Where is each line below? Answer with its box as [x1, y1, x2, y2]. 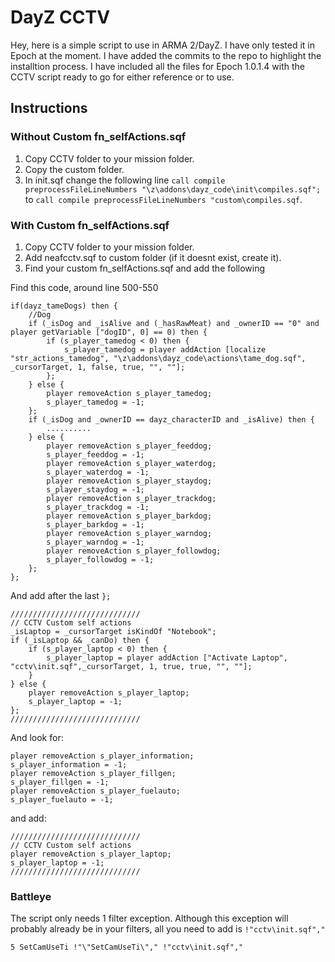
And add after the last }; [10, 589, 112, 601]
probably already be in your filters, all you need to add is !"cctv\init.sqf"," [10, 923, 326, 935]
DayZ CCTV [10, 6, 111, 29]
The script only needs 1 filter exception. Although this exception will [10, 912, 289, 925]
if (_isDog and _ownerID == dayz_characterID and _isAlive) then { [28, 414, 315, 425]
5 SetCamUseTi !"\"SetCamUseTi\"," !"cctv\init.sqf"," [10, 942, 244, 953]
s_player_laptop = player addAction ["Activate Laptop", [46, 652, 288, 663]
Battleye [10, 889, 52, 903]
